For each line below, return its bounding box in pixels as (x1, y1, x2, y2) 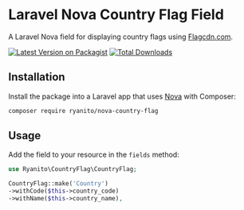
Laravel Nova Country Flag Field (8, 6, 225, 24)
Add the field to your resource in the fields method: (8, 150, 179, 160)
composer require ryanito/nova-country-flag (8, 107, 159, 115)
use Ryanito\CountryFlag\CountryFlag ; (8, 165, 137, 173)
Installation (8, 70, 65, 84)
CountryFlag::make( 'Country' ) (8, 180, 109, 188)
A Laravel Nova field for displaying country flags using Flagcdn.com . (8, 32, 234, 41)
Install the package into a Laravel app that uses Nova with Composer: (8, 91, 237, 101)
